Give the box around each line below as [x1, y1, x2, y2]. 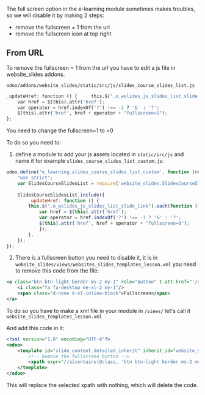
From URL [6, 48, 45, 58]
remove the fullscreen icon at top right [15, 30, 112, 37]
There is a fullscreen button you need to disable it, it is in [15, 254, 158, 261]
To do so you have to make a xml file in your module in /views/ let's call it [6, 307, 191, 314]
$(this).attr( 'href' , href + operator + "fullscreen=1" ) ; [17, 110, 168, 116]
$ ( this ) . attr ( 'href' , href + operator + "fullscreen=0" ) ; [38, 220, 190, 227]
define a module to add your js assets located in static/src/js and [15, 151, 184, 158]
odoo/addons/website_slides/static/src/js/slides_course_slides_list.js [6, 82, 195, 88]
